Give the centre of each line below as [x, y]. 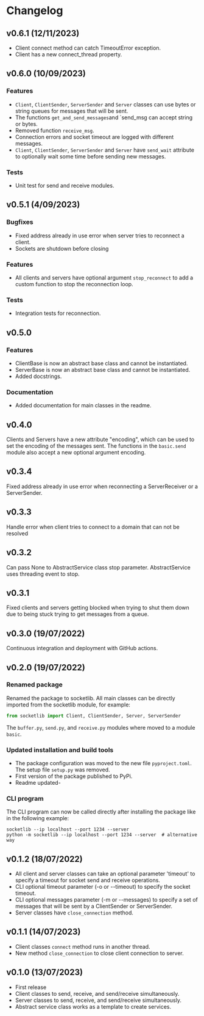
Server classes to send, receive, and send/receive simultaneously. [98, 1000]
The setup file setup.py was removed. [63, 769]
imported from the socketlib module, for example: [69, 705]
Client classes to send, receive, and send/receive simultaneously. [97, 993]
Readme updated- [38, 782]
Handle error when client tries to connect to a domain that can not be [93, 527]
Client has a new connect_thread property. [69, 54]
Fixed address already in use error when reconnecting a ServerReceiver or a [102, 486]
